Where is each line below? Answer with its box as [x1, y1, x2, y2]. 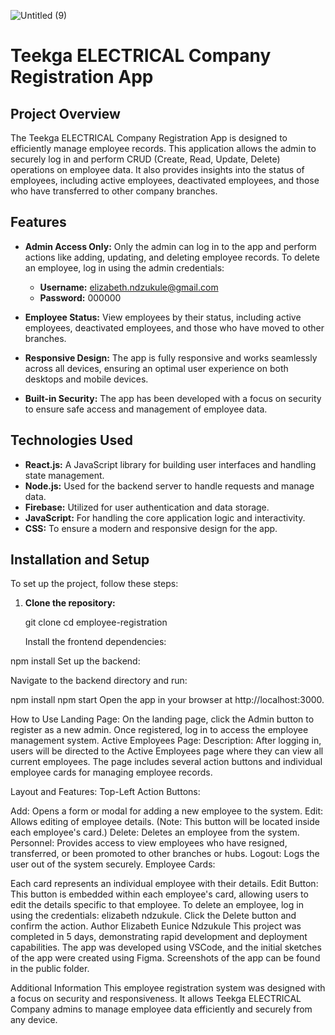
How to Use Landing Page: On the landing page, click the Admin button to [10, 713, 315, 725]
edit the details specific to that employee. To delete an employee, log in [10, 899, 304, 911]
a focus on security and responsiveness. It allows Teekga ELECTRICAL [10, 993, 302, 1005]
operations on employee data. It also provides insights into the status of [10, 164, 305, 175]
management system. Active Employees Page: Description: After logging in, [10, 735, 322, 747]
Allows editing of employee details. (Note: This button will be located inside [10, 816, 320, 828]
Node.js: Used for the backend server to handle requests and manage [24, 480, 315, 492]
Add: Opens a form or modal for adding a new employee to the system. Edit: [10, 805, 324, 817]
